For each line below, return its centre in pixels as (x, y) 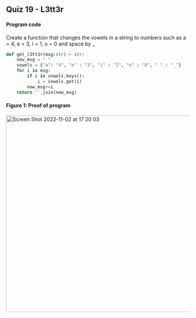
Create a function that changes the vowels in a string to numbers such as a (96, 37)
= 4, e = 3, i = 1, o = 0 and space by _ (50, 44)
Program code (24, 24)
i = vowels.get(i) (60, 81)
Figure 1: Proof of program (38, 106)
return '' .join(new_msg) (47, 92)
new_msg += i (40, 87)
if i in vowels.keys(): (56, 76)
